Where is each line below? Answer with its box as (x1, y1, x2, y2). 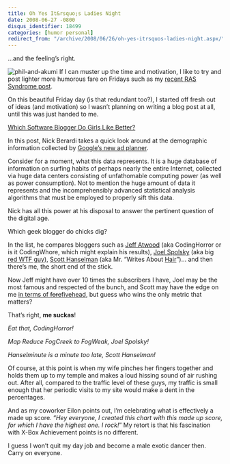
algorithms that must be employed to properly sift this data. (8, 193, 175, 202)
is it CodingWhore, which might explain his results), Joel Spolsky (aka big (8, 248, 214, 256)
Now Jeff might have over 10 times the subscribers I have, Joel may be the (8, 276, 218, 284)
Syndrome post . (8, 82, 53, 90)
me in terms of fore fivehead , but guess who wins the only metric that (8, 291, 202, 299)
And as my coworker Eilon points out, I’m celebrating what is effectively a (8, 406, 214, 415)
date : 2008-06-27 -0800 (8, 16, 76, 23)
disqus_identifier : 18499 (8, 23, 81, 29)
